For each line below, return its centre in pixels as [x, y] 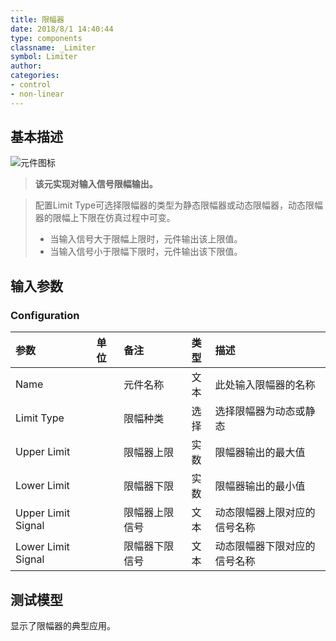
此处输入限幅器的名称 [265, 385]
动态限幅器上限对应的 [265, 513]
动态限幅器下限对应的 [265, 546]
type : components [46, 38]
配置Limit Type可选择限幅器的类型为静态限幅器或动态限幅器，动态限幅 [179, 205]
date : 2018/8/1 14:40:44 [62, 29]
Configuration [45, 315]
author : [26, 66]
